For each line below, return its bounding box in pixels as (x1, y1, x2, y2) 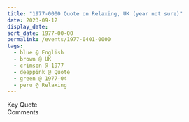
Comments (7, 108, 39, 116)
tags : (7, 43, 23, 49)
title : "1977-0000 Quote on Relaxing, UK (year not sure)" (7, 10, 183, 17)
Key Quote (7, 100, 38, 109)
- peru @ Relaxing (13, 82, 68, 89)
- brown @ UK (13, 56, 52, 63)
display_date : (7, 23, 49, 30)
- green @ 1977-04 (13, 75, 68, 82)
